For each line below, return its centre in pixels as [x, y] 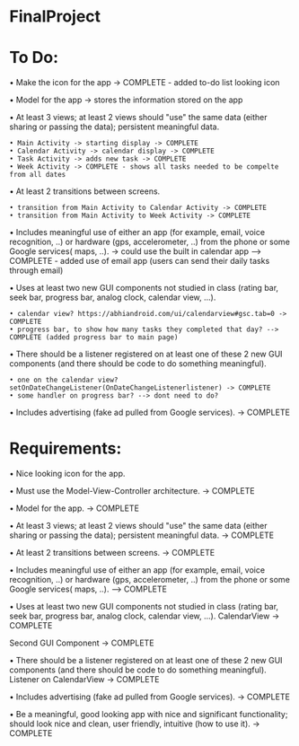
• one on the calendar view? [64, 380]
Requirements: [66, 448]
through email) [36, 270]
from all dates [38, 175]
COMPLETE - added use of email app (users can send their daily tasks [140, 261]
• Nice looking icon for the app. [67, 474]
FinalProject [55, 17]
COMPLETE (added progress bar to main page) [94, 338]
